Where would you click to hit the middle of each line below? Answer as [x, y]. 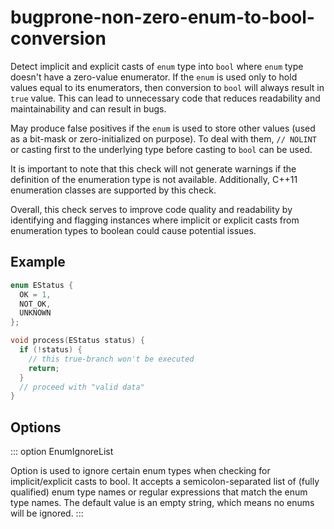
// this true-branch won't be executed [111, 359]
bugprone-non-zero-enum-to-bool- [162, 17]
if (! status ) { [51, 350]
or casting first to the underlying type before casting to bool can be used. [161, 149]
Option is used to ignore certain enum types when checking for [140, 471]
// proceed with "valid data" [82, 387]
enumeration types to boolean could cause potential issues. [133, 230]
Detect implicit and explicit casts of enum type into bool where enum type [157, 66]
